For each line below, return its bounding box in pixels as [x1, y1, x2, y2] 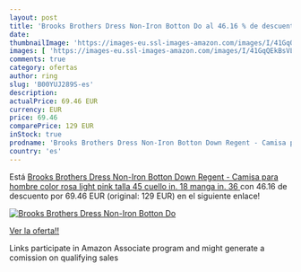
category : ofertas [9, 64, 78, 73]
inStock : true [9, 130, 63, 139]
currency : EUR [9, 105, 63, 114]
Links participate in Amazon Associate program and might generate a [9, 242, 265, 253]
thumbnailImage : [9, 38, 70, 48]
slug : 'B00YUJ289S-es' [9, 80, 94, 89]
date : [9, 30, 30, 39]
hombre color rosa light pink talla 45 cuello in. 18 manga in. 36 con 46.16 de [9, 180, 288, 191]
